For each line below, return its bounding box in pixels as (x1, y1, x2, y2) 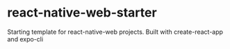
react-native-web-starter (7, 5, 158, 21)
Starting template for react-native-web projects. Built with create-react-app (7, 28, 224, 36)
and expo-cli (7, 35, 44, 43)
